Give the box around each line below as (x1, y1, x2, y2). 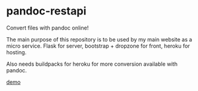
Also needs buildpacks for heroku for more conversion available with (6, 60, 177, 67)
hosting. (6, 48, 27, 55)
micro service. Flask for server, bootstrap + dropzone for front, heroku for (6, 42, 190, 49)
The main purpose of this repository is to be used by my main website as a (6, 36, 193, 43)
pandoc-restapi (6, 4, 87, 18)
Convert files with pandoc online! (6, 24, 89, 31)
